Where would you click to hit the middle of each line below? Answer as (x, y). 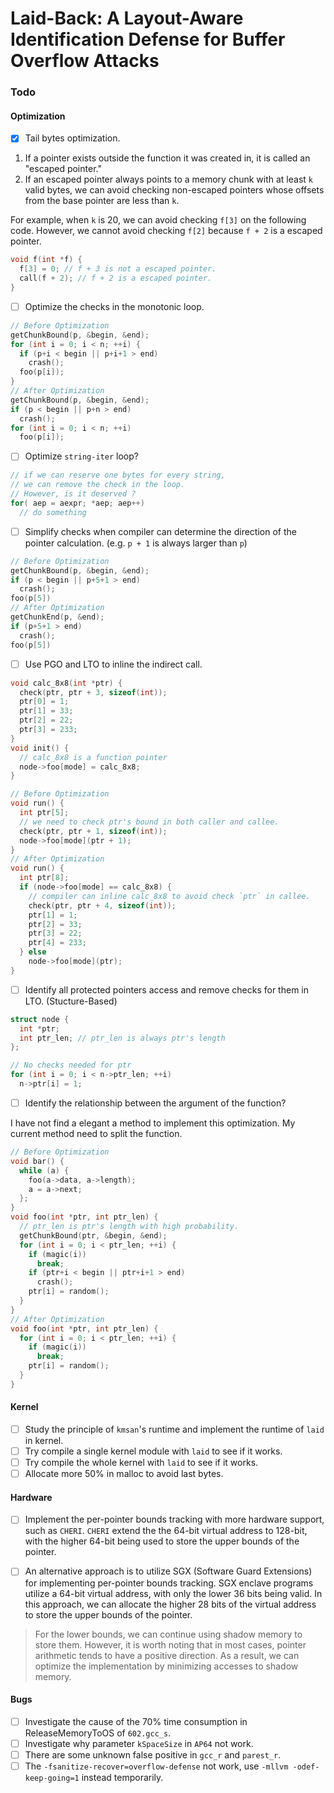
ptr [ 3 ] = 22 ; (55, 933)
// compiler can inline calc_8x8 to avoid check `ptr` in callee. (169, 896)
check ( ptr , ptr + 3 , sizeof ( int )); (93, 692)
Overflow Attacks (85, 61)
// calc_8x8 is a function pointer (93, 757)
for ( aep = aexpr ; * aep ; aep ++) (77, 503)
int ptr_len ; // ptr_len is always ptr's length (122, 1038)
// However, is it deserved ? (73, 494)
